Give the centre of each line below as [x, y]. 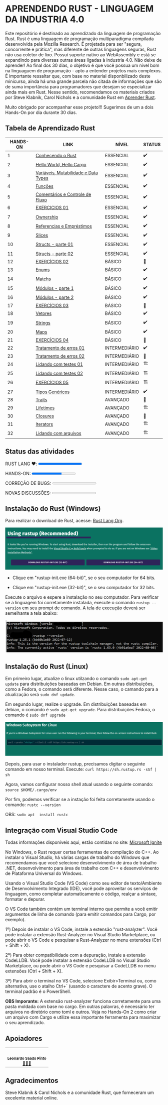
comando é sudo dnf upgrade [35, 715]
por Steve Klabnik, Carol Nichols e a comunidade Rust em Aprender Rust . [81, 97]
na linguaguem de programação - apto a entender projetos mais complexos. [83, 70]
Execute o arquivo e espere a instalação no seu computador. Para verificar [82, 597]
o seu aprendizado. [25, 1023]
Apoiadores [24, 1038]
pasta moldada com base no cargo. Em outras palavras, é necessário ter [80, 1007]
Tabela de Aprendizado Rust [50, 128]
